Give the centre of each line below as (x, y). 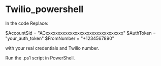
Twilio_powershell (44, 9)
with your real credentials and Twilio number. (52, 48)
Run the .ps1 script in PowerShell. (40, 58)
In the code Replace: (27, 23)
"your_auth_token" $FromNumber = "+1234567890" (60, 38)
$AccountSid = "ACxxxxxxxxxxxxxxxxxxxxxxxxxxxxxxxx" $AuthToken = (81, 33)
